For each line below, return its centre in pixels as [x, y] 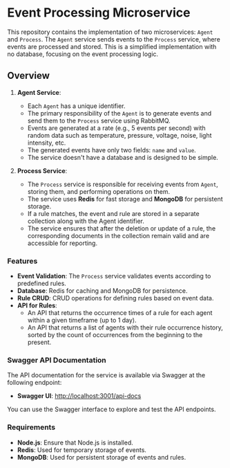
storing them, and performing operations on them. [99, 191]
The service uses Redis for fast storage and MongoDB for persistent [125, 199]
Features [22, 261]
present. [39, 342]
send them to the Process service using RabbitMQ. [99, 120]
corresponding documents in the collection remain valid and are [118, 235]
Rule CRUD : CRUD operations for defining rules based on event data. [115, 298]
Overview [29, 76]
